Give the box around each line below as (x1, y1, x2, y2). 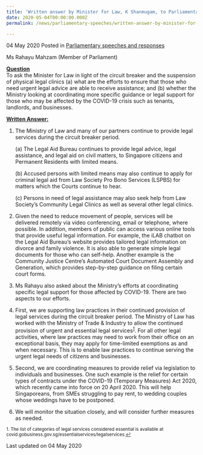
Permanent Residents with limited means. (14, 158, 118, 166)
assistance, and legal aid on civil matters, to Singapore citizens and (14, 152, 182, 159)
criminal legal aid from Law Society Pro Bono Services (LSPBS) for (14, 176, 181, 184)
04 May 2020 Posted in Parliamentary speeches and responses (6, 42, 165, 49)
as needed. (14, 415, 43, 422)
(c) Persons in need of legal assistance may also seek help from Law (14, 195, 186, 202)
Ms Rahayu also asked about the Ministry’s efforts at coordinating (14, 282, 178, 289)
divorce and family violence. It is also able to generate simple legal (14, 245, 181, 252)
